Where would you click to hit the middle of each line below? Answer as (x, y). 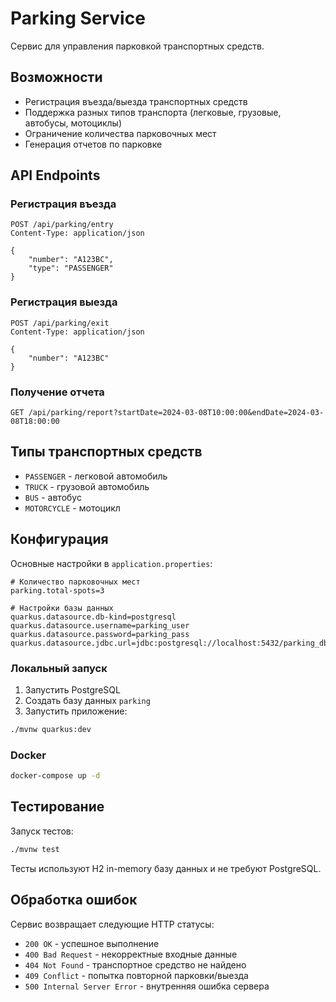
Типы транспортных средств (106, 452)
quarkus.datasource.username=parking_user (100, 625)
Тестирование (57, 807)
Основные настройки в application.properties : (111, 563)
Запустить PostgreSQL (72, 689)
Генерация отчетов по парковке (93, 144)
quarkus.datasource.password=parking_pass (100, 634)
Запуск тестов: (42, 831)
